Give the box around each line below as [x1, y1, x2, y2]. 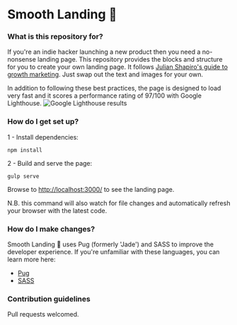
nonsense [7, 55, 37, 64]
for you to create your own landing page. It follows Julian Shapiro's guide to [7, 63, 229, 72]
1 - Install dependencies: [7, 132, 79, 141]
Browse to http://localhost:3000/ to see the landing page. [7, 185, 175, 193]
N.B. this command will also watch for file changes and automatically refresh [7, 198, 231, 207]
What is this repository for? [7, 32, 104, 42]
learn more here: [7, 255, 56, 264]
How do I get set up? [7, 117, 79, 127]
